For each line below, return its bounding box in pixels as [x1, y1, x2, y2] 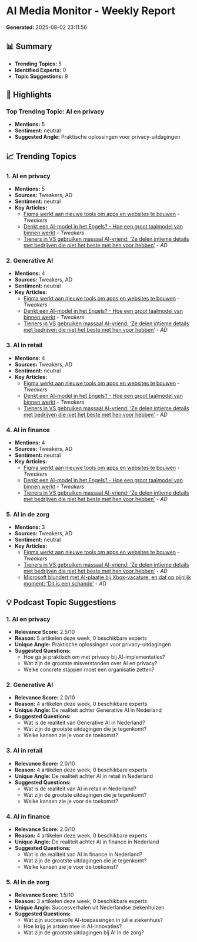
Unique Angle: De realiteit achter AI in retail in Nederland [14, 772, 153, 780]
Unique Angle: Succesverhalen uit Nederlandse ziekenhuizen [14, 904, 165, 911]
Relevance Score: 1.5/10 [14, 891, 74, 898]
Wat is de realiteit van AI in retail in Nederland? [23, 785, 136, 792]
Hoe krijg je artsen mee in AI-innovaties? [23, 923, 122, 930]
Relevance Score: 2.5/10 [14, 629, 75, 635]
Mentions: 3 [14, 524, 45, 531]
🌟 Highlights [6, 90, 52, 100]
